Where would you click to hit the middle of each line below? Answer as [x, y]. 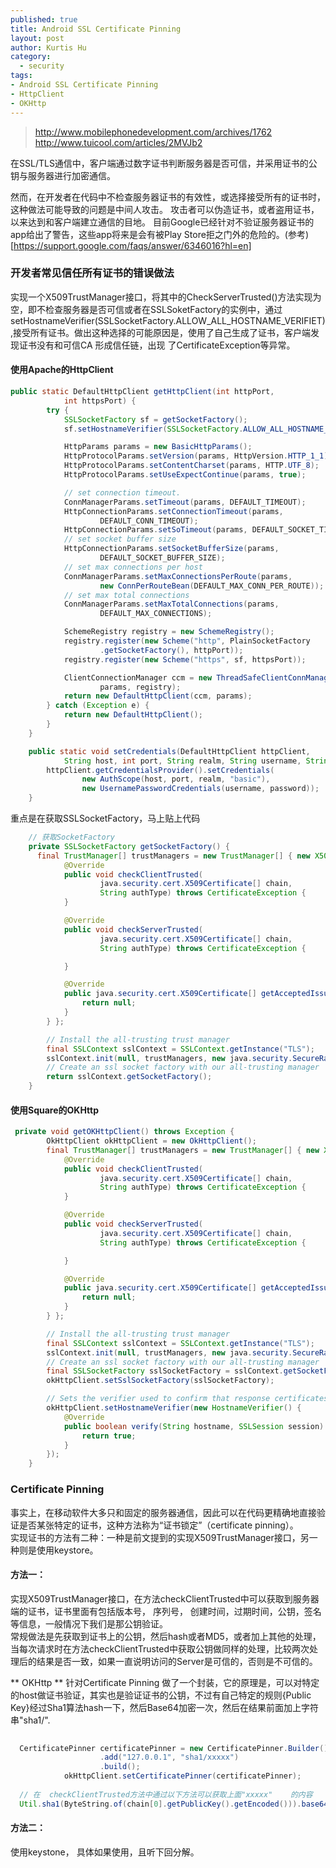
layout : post [37, 38]
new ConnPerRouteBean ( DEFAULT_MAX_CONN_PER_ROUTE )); [212, 586]
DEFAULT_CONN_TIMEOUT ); [149, 521]
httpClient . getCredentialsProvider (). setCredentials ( [160, 770]
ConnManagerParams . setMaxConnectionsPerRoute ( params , [178, 576]
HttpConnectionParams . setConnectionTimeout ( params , [173, 511]
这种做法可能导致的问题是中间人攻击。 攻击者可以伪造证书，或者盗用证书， [165, 209]
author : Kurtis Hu [48, 47]
